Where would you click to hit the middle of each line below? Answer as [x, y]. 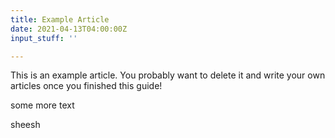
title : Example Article [60, 19]
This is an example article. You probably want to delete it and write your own [168, 75]
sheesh [25, 125]
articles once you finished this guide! [86, 86]
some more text [42, 105]
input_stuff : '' [44, 38]
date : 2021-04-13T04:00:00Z [69, 29]
